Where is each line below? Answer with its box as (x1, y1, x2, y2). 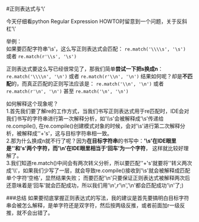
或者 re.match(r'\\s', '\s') (6, 53, 77, 59)
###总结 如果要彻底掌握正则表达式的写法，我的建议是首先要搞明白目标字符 (6, 195, 189, 201)
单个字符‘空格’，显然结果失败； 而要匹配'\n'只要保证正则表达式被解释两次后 (6, 175, 190, 181)
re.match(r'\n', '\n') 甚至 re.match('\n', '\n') (6, 88, 129, 94)
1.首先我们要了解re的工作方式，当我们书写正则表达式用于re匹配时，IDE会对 (6, 107, 189, 115)
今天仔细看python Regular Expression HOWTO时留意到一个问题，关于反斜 (6, 18, 187, 25)
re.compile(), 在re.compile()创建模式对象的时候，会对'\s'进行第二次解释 (6, 122, 181, 129)
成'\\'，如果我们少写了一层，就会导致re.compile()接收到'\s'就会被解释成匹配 (6, 167, 191, 174)
